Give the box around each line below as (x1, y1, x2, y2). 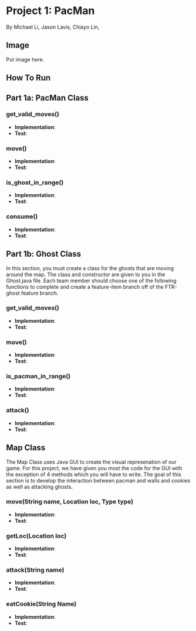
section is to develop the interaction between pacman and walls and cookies (6, 477, 191, 484)
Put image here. (6, 56, 44, 63)
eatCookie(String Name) (6, 600, 77, 608)
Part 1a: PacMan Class (6, 92, 89, 103)
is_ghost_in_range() (6, 178, 64, 187)
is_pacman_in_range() (6, 373, 71, 381)
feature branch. (21, 289, 59, 296)
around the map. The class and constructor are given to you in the (6, 271, 166, 278)
